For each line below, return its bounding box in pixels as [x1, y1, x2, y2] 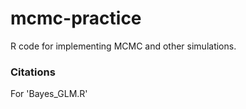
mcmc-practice [10, 7, 142, 30]
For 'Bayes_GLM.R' [10, 88, 88, 100]
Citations [10, 65, 56, 79]
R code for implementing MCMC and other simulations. [10, 40, 237, 52]
